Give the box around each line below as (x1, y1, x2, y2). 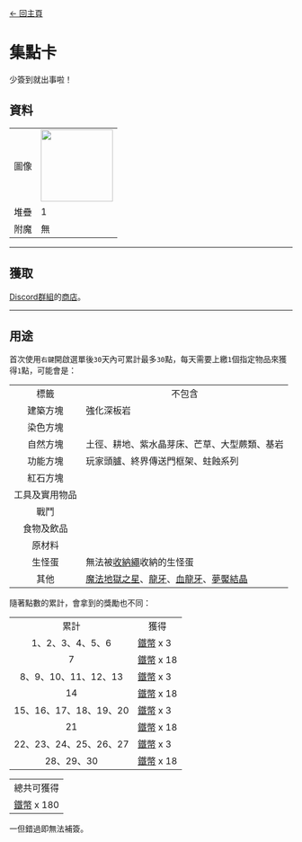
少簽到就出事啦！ (9, 74, 73, 84)
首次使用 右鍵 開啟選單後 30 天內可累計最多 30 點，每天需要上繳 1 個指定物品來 (9, 354, 280, 365)
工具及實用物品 (13, 489, 78, 501)
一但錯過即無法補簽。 (9, 823, 88, 834)
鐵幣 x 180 (13, 799, 60, 811)
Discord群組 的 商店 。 (9, 291, 85, 302)
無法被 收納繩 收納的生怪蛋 (85, 556, 195, 569)
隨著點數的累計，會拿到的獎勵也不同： (9, 598, 151, 608)
